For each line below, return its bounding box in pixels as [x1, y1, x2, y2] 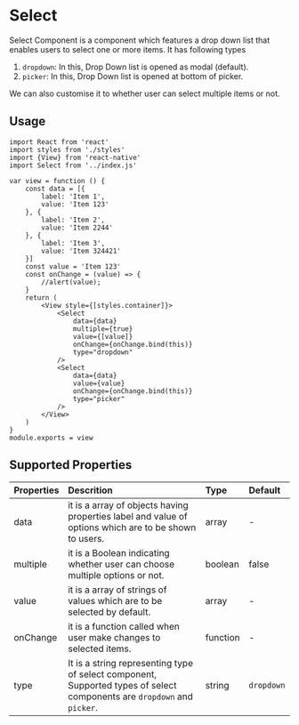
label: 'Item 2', [41, 215, 105, 224]
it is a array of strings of [68, 584, 167, 596]
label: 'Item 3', [41, 238, 105, 247]
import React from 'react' [9, 137, 109, 147]
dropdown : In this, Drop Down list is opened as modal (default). [21, 61, 249, 72]
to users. [68, 532, 105, 544]
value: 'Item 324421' [41, 246, 122, 255]
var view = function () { [9, 176, 105, 185]
